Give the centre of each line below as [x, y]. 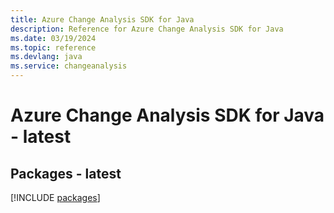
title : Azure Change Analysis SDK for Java [102, 19]
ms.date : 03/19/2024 [53, 38]
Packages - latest [66, 173]
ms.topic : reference [53, 47]
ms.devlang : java [46, 57]
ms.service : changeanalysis [69, 66]
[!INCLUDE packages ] [55, 197]
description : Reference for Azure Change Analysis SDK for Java [147, 29]
